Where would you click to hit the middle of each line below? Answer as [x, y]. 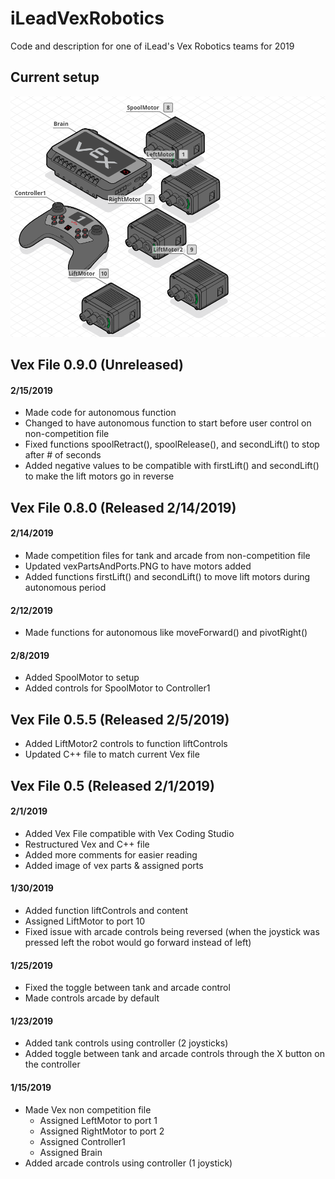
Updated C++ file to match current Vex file [112, 754]
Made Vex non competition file [88, 1109]
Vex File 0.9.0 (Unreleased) [97, 365]
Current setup [55, 77]
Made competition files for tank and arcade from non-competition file [167, 556]
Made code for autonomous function [100, 413]
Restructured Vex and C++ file [87, 844]
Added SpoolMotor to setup [82, 678]
